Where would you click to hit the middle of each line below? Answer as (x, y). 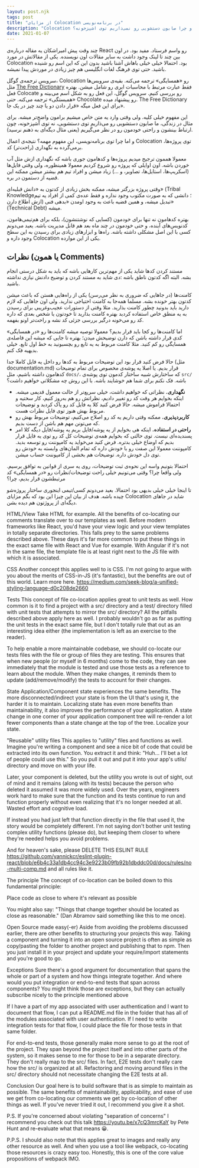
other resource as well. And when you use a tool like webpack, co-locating (97, 1146)
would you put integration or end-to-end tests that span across (83, 982)
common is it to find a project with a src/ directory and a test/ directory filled (99, 606)
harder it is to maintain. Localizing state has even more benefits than (90, 704)
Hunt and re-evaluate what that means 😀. (58, 1128)
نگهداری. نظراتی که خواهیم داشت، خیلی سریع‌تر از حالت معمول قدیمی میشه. (100, 392)
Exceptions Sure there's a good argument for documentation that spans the (99, 970)
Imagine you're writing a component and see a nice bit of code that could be (99, 747)
